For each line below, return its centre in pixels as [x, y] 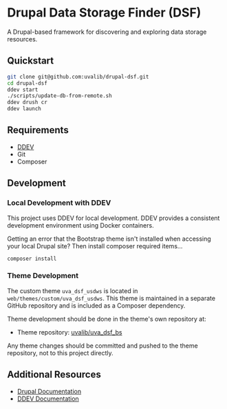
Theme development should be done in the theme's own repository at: [107, 319]
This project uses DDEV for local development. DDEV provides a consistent [113, 218]
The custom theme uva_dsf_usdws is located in [73, 290]
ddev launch [24, 109]
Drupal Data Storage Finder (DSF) [104, 13]
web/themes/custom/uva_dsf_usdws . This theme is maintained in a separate [111, 298]
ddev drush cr [28, 102]
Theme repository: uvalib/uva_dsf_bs [69, 332]
